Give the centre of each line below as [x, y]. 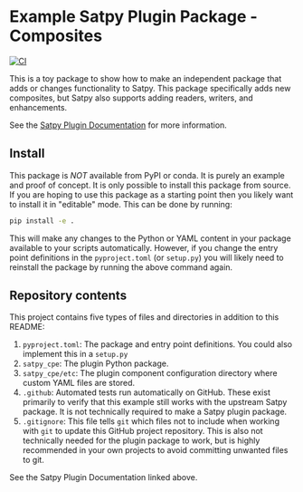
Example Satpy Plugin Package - [133, 17]
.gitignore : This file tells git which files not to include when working [151, 421]
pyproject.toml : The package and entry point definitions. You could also [157, 344]
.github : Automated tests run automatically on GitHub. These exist [147, 392]
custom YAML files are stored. [79, 383]
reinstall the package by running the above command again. [121, 267]
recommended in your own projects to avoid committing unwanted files [155, 450]
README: [27, 327]
